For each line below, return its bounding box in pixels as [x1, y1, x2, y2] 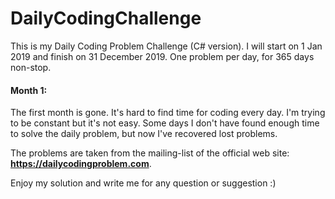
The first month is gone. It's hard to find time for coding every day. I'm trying [10, 107, 326, 119]
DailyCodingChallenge [10, 7, 202, 30]
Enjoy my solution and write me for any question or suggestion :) [10, 177, 277, 189]
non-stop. [10, 61, 52, 73]
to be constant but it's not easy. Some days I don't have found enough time [10, 117, 320, 129]
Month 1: [10, 84, 48, 96]
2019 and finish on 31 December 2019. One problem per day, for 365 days [10, 50, 315, 62]
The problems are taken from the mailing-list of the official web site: [10, 147, 290, 159]
